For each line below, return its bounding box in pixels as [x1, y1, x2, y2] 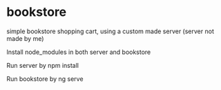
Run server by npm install [6, 61, 79, 69]
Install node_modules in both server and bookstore [6, 48, 151, 56]
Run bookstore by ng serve [6, 74, 84, 83]
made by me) [6, 34, 44, 42]
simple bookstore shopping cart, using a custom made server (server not [6, 27, 215, 35]
